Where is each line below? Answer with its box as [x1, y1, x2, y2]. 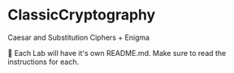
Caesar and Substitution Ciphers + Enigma [7, 32, 150, 42]
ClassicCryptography [7, 6, 156, 24]
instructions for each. [7, 57, 79, 67]
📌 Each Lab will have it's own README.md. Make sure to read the [7, 48, 227, 58]
